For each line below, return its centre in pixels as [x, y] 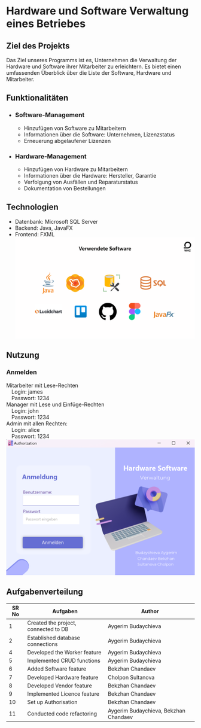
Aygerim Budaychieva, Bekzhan [146, 711]
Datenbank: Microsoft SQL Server [56, 221]
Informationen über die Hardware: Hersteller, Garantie [90, 175]
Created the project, [52, 623]
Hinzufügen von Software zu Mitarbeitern [75, 128]
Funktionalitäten [37, 98]
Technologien [32, 207]
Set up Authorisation [52, 702]
